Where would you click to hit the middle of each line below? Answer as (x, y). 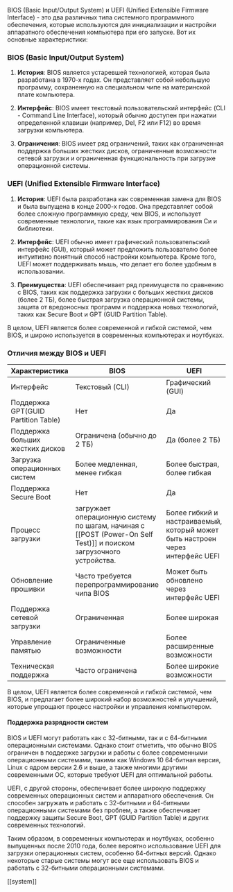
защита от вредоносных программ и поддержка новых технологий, (118, 307)
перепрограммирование (117, 584)
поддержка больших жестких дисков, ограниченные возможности (117, 151)
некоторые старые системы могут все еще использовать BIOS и (103, 861)
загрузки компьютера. (51, 130)
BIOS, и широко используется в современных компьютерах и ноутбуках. (115, 335)
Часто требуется (103, 576)
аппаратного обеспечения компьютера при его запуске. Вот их (102, 32)
